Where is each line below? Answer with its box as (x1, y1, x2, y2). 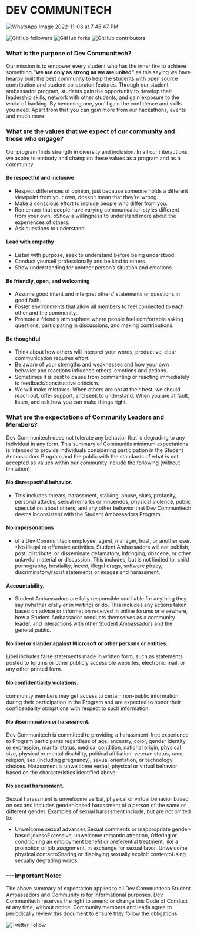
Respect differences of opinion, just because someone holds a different (14, 187, 188, 194)
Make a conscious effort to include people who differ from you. (14, 200, 168, 207)
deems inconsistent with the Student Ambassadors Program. (14, 510, 162, 517)
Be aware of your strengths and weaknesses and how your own (14, 361, 169, 368)
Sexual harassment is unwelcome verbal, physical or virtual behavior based (6, 796, 189, 803)
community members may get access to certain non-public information (6, 692, 179, 699)
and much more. (6, 113, 46, 120)
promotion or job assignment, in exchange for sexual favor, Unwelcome (14, 844, 188, 852)
